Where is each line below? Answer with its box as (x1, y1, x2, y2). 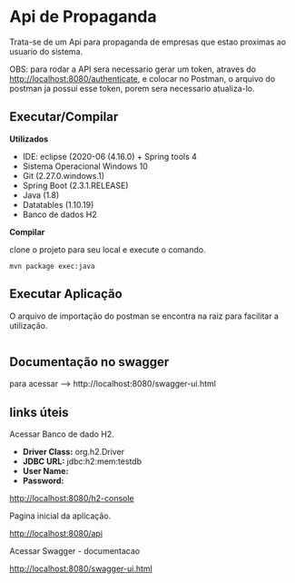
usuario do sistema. (9, 45, 84, 56)
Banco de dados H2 (22, 209, 97, 220)
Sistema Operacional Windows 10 (22, 161, 148, 172)
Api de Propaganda (9, 6, 157, 27)
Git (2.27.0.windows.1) (22, 170, 105, 181)
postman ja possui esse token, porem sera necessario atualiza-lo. (9, 83, 256, 94)
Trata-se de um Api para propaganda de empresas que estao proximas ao (9, 36, 287, 47)
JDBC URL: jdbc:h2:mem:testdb (22, 456, 143, 467)
